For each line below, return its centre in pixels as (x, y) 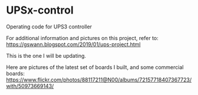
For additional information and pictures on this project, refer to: (82, 38)
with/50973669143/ (30, 86)
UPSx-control (40, 10)
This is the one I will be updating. (46, 55)
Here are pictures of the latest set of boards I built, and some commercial (95, 67)
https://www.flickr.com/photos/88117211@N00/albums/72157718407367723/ (99, 80)
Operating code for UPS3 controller (49, 27)
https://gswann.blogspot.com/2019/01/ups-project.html (73, 44)
